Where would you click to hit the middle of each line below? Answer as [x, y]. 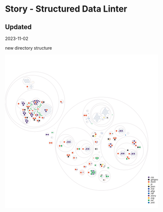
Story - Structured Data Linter [66, 9]
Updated [18, 27]
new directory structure [29, 48]
